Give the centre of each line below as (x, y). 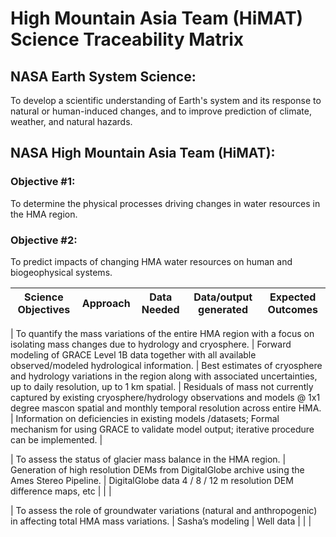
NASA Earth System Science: (103, 76)
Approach (106, 303)
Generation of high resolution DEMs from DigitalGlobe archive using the (157, 469)
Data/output (223, 297)
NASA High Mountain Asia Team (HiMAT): (143, 153)
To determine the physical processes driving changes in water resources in (165, 203)
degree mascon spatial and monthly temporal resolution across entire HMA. (166, 408)
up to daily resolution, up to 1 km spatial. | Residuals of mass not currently (162, 386)
